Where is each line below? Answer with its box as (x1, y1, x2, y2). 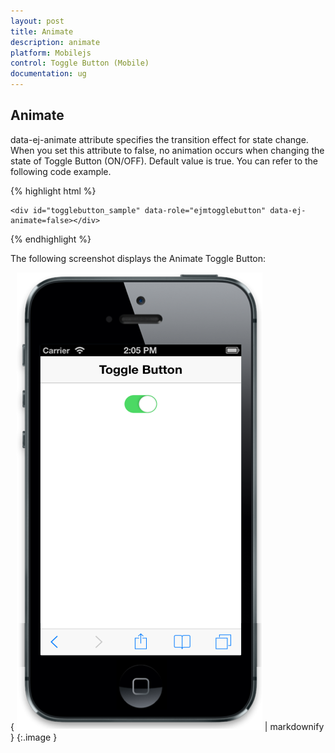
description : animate (10, 37, 101, 47)
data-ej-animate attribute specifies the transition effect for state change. (10, 133, 309, 145)
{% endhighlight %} (10, 233, 92, 245)
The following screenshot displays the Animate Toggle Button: (10, 252, 267, 264)
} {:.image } (10, 731, 58, 743)
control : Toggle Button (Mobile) (10, 58, 150, 69)
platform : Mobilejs (10, 48, 92, 58)
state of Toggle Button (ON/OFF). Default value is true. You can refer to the (10, 155, 319, 167)
